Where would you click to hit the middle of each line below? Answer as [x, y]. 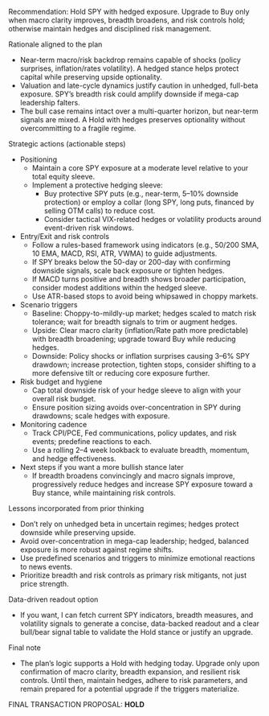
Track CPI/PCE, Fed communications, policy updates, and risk [134, 433]
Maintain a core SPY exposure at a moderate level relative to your [140, 168]
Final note [25, 648]
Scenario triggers [49, 305]
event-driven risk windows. [89, 228]
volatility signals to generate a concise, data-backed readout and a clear [139, 623]
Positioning [39, 159]
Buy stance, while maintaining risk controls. [104, 493]
